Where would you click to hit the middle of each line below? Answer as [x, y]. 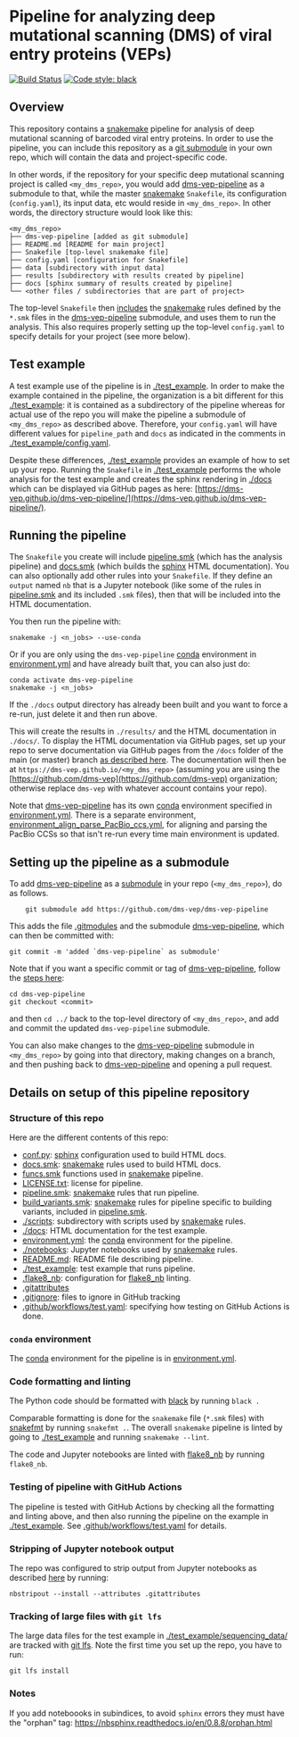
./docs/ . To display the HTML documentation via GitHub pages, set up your [148, 741]
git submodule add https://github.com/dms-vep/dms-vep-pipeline [147, 910]
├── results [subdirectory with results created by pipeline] [127, 275]
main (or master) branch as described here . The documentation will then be [148, 760]
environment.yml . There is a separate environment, [103, 815]
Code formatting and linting [70, 1382]
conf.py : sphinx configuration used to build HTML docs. [124, 1154]
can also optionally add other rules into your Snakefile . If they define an [141, 576]
